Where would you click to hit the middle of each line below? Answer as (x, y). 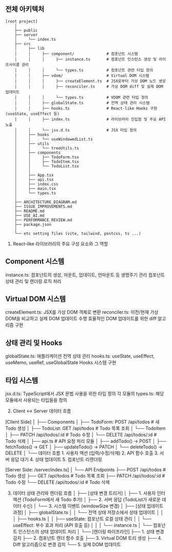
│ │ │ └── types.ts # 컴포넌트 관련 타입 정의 (84, 70)
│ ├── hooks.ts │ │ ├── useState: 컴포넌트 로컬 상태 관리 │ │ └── (82, 519)
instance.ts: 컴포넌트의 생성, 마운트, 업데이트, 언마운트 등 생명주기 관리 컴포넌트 (85, 275)
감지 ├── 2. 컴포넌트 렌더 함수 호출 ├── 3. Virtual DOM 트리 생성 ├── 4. (87, 538)
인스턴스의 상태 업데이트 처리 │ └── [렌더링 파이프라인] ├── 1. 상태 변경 (91, 532)
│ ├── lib (30, 48)
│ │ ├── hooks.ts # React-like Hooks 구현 (86, 108)
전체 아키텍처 (25, 9)
